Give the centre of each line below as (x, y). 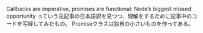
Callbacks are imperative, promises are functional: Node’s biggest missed (99, 9)
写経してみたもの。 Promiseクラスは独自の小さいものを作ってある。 (108, 24)
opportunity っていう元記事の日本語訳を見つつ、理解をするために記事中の (99, 16)
